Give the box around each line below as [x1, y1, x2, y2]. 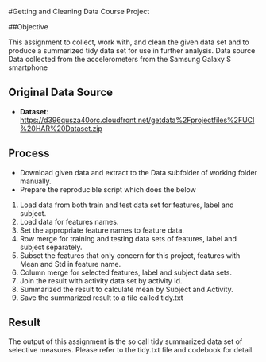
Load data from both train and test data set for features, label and [19, 200, 234, 210]
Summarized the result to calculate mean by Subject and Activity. [19, 284, 233, 294]
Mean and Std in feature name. [19, 259, 121, 268]
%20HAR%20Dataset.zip [19, 123, 103, 133]
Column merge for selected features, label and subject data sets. [19, 268, 233, 277]
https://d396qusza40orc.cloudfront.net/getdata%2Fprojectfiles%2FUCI [19, 115, 255, 125]
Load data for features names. [19, 217, 119, 226]
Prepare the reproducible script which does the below [19, 184, 196, 194]
